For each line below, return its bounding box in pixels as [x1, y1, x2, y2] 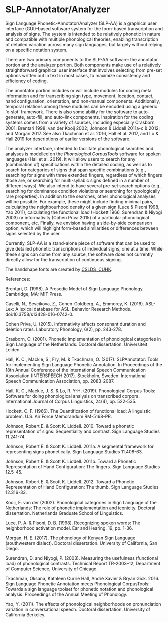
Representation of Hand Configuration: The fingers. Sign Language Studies [5, 463, 160, 470]
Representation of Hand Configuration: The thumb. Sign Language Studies [5, 484, 159, 490]
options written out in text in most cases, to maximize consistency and [5, 72, 150, 78]
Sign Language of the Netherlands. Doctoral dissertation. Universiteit [5, 341, 148, 347]
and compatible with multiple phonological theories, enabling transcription [5, 36, 159, 42]
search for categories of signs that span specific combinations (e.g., [5, 167, 146, 173]
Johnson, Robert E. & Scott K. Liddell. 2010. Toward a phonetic [5, 423, 134, 429]
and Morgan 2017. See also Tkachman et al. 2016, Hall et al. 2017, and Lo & [5, 130, 159, 136]
